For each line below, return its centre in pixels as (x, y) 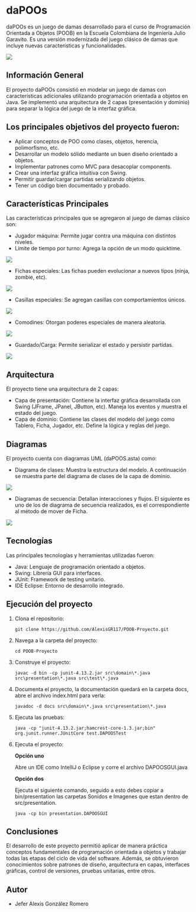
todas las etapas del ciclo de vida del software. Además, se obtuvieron (92, 858)
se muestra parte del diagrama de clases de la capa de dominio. (93, 476)
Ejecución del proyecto (49, 604)
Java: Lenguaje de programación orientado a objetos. (80, 566)
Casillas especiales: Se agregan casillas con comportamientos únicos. (100, 300)
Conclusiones (32, 832)
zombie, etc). (31, 277)
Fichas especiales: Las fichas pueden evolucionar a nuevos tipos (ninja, (102, 271)
